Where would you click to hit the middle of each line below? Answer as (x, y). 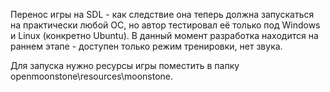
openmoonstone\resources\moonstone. (91, 76)
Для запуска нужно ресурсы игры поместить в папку (125, 65)
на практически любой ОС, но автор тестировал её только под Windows (165, 25)
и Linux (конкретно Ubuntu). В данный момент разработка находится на (164, 35)
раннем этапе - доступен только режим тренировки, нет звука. (146, 46)
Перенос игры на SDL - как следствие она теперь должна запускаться (162, 14)
